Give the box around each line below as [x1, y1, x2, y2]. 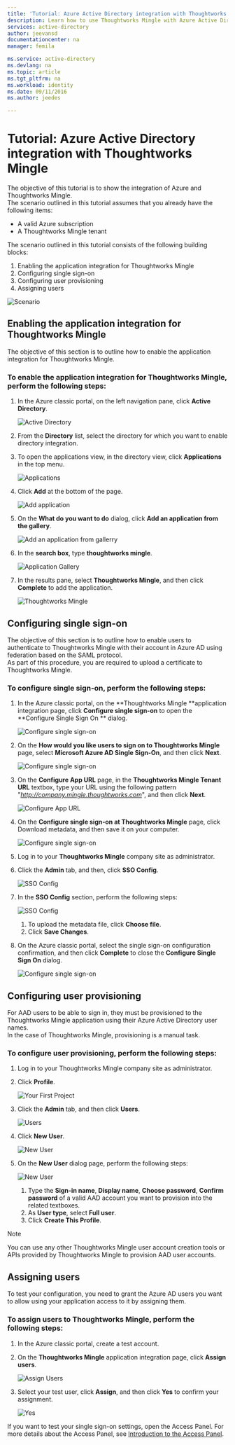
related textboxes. [27, 1201, 80, 1210]
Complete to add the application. [17, 583, 113, 592]
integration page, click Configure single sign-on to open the [17, 707, 192, 715]
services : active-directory [7, 23, 90, 30]
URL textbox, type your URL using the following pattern [17, 783, 177, 791]
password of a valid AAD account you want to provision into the [27, 1194, 213, 1202]
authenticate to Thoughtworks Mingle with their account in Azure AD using [7, 643, 222, 651]
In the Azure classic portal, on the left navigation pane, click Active [17, 397, 211, 406]
